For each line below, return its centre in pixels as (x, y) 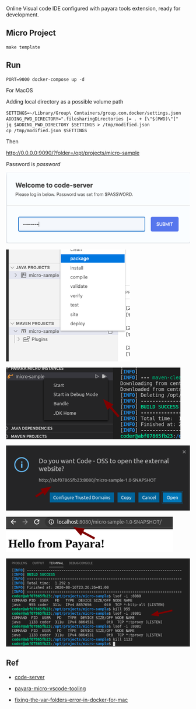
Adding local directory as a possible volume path (65, 101)
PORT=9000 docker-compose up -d (45, 79)
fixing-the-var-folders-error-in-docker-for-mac (71, 700)
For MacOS (20, 90)
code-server (29, 677)
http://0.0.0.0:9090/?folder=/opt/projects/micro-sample (73, 153)
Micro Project (31, 33)
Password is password (33, 164)
